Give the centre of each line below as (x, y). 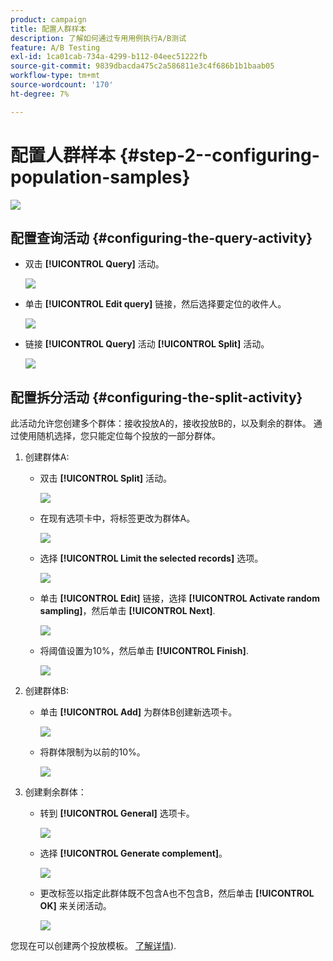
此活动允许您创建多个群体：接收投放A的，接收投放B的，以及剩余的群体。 (161, 423)
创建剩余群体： (55, 792)
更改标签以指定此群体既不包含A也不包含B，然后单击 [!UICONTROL (177, 893)
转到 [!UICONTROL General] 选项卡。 (117, 813)
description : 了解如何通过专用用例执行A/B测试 (98, 38)
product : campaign (48, 19)
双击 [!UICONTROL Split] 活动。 (106, 478)
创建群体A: (47, 457)
